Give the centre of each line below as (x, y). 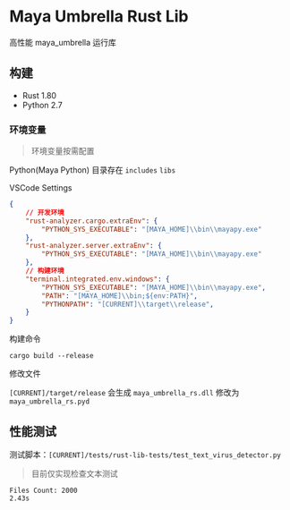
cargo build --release (51, 356)
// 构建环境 (45, 271)
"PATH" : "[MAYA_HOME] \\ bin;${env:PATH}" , (120, 296)
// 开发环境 (45, 212)
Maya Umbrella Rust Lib (99, 17)
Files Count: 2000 (43, 490)
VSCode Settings (41, 188)
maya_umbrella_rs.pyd (50, 402)
